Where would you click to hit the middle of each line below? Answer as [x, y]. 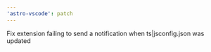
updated [19, 41]
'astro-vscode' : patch [40, 14]
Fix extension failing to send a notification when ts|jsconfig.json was [105, 33]
